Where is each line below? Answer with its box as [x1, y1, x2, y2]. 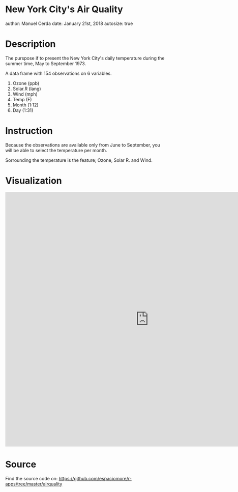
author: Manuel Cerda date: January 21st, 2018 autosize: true [5, 20, 133, 26]
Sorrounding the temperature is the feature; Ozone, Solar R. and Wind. [5, 157, 153, 163]
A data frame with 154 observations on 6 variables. [5, 70, 112, 76]
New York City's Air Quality [5, 4, 123, 15]
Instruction [5, 125, 53, 137]
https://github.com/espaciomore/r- [58, 475, 132, 481]
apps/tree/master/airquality [5, 481, 63, 487]
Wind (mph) [12, 91, 38, 97]
